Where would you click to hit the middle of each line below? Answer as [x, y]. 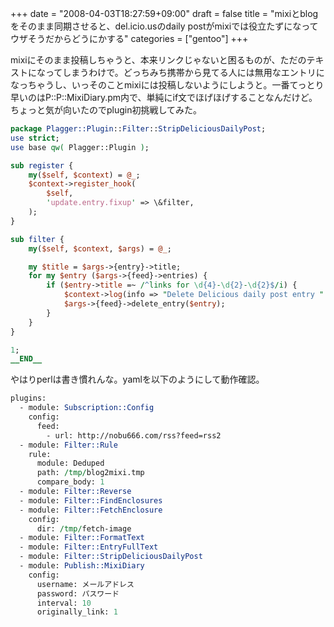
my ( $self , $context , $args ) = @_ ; [100, 248]
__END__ [26, 359]
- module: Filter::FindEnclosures [91, 500]
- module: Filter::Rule [68, 445]
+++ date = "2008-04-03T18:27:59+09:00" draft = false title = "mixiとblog [164, 13]
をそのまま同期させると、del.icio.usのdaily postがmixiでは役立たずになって [164, 26]
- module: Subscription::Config [87, 408]
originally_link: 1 [77, 612]
